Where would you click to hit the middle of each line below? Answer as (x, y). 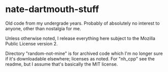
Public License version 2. (31, 43)
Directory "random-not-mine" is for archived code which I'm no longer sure (84, 53)
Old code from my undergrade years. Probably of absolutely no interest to (82, 23)
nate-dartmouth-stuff (52, 9)
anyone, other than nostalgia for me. (43, 28)
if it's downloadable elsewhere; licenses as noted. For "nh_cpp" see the (80, 58)
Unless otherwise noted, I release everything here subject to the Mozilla (80, 38)
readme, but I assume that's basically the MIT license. (62, 64)
